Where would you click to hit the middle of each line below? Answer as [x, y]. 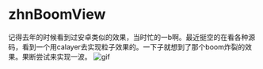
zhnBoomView [57, 15]
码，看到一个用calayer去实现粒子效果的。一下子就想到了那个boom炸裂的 [127, 47]
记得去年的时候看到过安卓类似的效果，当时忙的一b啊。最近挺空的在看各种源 [132, 37]
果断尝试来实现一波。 [57, 56]
